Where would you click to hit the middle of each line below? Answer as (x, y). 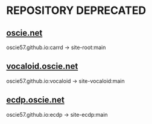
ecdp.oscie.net (35, 100)
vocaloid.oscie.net (42, 66)
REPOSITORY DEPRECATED (76, 11)
